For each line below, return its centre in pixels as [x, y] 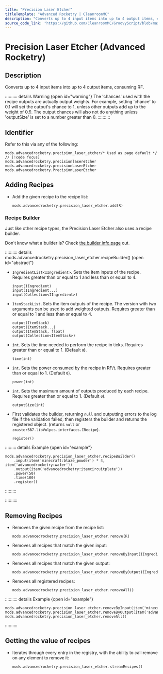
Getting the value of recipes [48, 641]
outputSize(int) [28, 405]
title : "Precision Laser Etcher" [39, 9]
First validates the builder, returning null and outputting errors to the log [84, 414]
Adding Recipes [30, 185]
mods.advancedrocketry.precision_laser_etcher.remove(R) [71, 536]
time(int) [22, 359]
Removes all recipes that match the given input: [59, 545]
